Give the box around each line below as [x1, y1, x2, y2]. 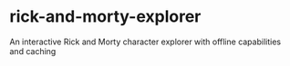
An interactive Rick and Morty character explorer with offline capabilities [9, 36, 281, 47]
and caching [9, 45, 57, 56]
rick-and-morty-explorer [9, 6, 202, 27]
